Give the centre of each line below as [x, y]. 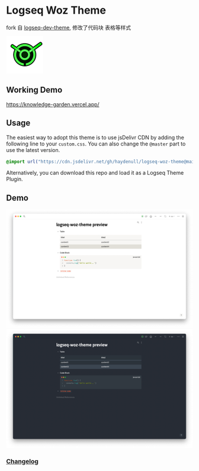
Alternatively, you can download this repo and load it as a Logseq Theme [95, 173]
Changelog [22, 461]
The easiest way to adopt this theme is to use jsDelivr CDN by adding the [95, 137]
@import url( [22, 162]
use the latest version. [33, 150]
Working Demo [34, 90]
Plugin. [15, 179]
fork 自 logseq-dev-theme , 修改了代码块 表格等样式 [69, 27]
